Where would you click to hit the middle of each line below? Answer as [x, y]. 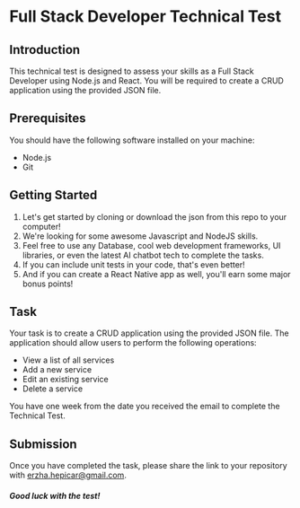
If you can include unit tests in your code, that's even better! [133, 264]
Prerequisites [48, 118]
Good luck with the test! [55, 495]
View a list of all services [68, 360]
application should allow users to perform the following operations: [133, 343]
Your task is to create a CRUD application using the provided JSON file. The [149, 333]
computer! [41, 226]
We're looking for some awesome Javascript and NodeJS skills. [140, 236]
